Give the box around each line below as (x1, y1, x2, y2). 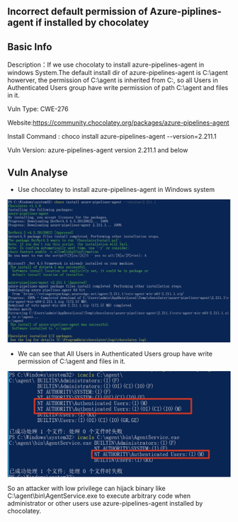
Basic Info (7, 40, 52, 52)
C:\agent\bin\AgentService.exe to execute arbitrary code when (7, 492, 191, 500)
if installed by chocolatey (35, 17, 149, 29)
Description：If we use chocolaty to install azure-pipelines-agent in (7, 60, 204, 69)
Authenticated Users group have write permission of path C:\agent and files (7, 84, 229, 92)
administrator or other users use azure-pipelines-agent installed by (7, 499, 203, 508)
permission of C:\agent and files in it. (17, 357, 126, 365)
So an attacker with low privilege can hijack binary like (7, 484, 166, 493)
